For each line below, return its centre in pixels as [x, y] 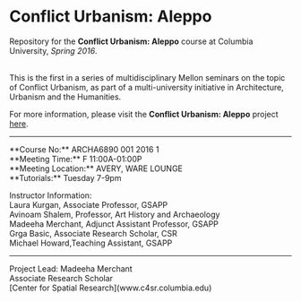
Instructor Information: [51, 195]
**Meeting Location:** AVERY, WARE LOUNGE [96, 168]
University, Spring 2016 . [53, 50]
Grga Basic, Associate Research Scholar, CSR [93, 233]
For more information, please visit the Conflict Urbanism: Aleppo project [144, 114]
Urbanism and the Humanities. [65, 97]
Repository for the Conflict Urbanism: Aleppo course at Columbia [131, 41]
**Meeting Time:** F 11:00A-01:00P [76, 159]
